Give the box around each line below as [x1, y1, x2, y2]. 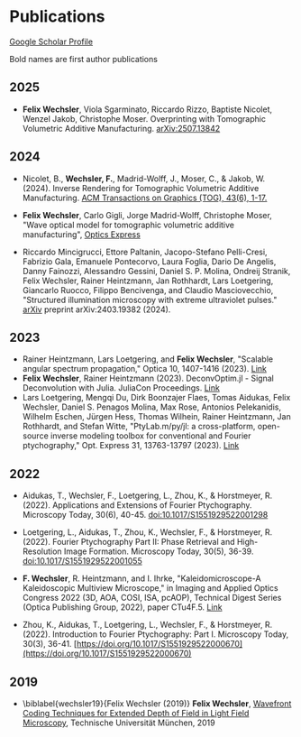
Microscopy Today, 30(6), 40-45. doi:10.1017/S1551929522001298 [22, 510, 269, 521]
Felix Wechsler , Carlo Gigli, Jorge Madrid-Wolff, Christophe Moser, [22, 209, 272, 220]
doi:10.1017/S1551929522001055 [22, 556, 142, 567]
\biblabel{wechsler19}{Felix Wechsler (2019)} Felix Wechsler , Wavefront [22, 698, 292, 709]
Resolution [22, 546, 62, 557]
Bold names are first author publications [9, 53, 158, 64]
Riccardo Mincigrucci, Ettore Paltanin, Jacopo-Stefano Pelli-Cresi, [22, 246, 268, 257]
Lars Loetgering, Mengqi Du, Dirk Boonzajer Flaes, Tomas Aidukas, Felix [22, 392, 291, 403]
